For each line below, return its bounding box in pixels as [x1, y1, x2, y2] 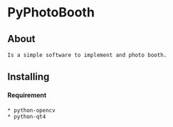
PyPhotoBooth [7, 4, 95, 21]
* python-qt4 [7, 113, 46, 120]
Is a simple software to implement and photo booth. [7, 51, 167, 59]
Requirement [7, 91, 47, 99]
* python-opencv [7, 106, 56, 114]
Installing [7, 71, 50, 83]
